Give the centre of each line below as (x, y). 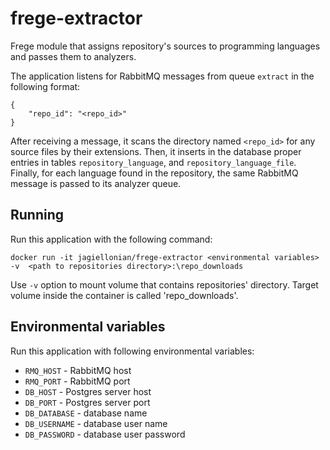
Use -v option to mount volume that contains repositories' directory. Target (164, 284)
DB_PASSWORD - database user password (105, 434)
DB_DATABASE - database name (86, 413)
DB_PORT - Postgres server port (87, 402)
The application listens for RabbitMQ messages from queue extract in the (162, 76)
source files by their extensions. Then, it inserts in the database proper (156, 151)
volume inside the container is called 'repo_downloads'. (124, 295)
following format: (45, 86)
